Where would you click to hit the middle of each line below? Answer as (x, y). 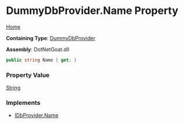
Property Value (28, 75)
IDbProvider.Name (36, 115)
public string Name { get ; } (41, 60)
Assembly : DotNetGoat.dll (38, 49)
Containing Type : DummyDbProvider (51, 38)
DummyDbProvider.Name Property (92, 11)
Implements (23, 103)
